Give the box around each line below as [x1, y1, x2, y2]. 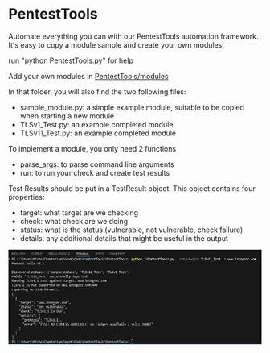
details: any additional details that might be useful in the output [19, 233, 229, 243]
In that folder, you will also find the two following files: [8, 86, 186, 97]
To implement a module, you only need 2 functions [8, 143, 177, 153]
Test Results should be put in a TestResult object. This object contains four [8, 183, 256, 193]
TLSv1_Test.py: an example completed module [19, 119, 174, 129]
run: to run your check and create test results [19, 168, 170, 177]
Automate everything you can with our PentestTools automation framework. [8, 31, 259, 41]
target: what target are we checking [19, 207, 139, 218]
